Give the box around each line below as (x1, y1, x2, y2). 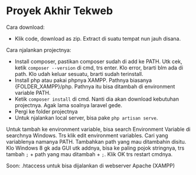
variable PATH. (14, 89, 51, 96)
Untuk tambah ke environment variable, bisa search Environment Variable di (6, 126, 191, 133)
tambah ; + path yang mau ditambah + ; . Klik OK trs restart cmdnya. (6, 150, 173, 157)
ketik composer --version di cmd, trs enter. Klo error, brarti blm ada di (14, 64, 184, 71)
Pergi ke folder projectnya (14, 108, 78, 115)
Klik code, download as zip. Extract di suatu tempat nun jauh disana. (14, 35, 181, 42)
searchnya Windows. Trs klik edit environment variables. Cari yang (6, 131, 168, 139)
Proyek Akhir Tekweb (6, 4, 113, 18)
